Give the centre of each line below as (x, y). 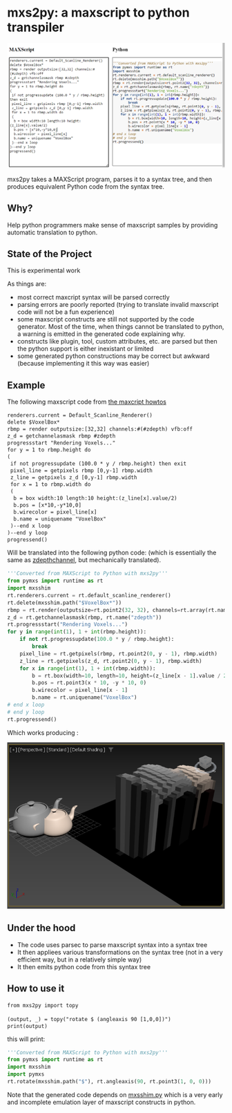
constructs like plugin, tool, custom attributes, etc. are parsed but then (117, 342)
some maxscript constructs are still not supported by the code (106, 319)
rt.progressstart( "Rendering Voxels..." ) (68, 625)
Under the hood (41, 928)
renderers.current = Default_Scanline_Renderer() (80, 415)
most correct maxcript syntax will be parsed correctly (94, 297)
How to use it (36, 989)
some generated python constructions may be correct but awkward (113, 356)
